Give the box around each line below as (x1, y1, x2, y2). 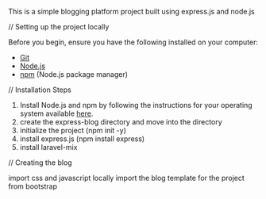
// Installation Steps (8, 85, 71, 94)
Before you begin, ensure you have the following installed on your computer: (8, 37, 259, 47)
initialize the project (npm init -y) (19, 126, 127, 135)
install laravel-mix (19, 143, 78, 151)
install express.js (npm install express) (19, 134, 145, 144)
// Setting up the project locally (8, 22, 110, 31)
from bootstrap (8, 182, 58, 191)
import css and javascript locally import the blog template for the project (8, 174, 245, 182)
